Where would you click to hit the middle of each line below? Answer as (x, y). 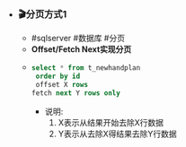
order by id (58, 77)
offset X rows (62, 85)
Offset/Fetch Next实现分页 (81, 49)
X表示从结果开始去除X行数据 (111, 122)
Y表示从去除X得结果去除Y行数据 (117, 134)
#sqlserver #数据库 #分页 (78, 39)
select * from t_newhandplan (86, 68)
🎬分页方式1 (42, 13)
